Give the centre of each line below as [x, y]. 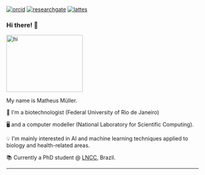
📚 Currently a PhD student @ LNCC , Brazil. [61, 157]
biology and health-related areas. [48, 145]
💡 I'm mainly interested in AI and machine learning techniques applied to [97, 139]
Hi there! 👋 [22, 25]
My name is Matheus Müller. [42, 101]
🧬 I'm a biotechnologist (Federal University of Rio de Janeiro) [83, 112]
